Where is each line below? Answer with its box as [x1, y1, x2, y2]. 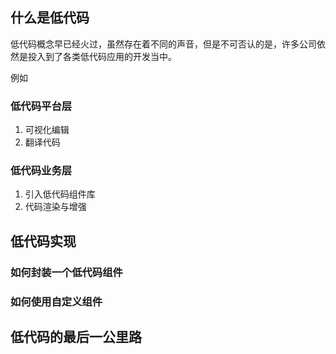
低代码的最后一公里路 [10, 329, 142, 346]
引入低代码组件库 [24, 188, 96, 200]
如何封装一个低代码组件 [10, 265, 123, 279]
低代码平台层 [10, 99, 73, 113]
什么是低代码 [10, 9, 90, 27]
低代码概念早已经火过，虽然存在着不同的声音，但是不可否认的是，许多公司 [10, 38, 317, 50]
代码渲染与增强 [24, 201, 87, 213]
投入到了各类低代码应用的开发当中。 [27, 50, 177, 62]
